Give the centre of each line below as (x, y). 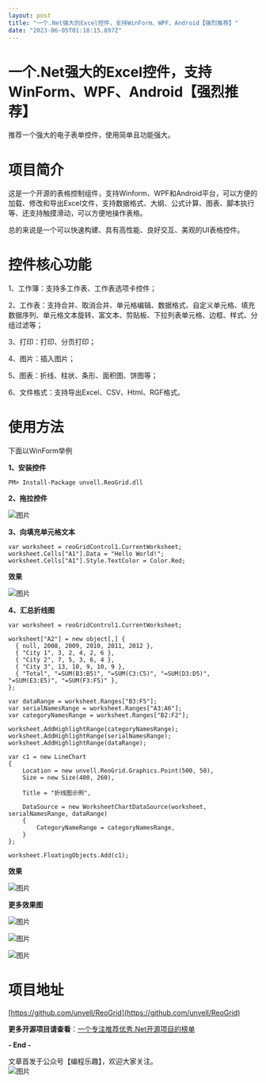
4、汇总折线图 (32, 610)
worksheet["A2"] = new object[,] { (67, 639)
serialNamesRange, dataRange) (58, 814)
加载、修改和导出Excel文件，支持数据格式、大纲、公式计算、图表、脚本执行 (131, 204)
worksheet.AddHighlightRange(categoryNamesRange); (93, 730)
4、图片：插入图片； (42, 359)
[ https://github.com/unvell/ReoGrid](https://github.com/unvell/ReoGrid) (124, 1013)
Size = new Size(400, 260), (68, 778)
